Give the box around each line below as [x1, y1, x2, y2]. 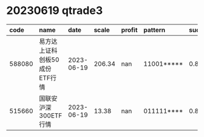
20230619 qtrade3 [6, 4, 103, 18]
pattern [143, 26, 166, 34]
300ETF [39, 111, 63, 119]
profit [121, 26, 138, 34]
